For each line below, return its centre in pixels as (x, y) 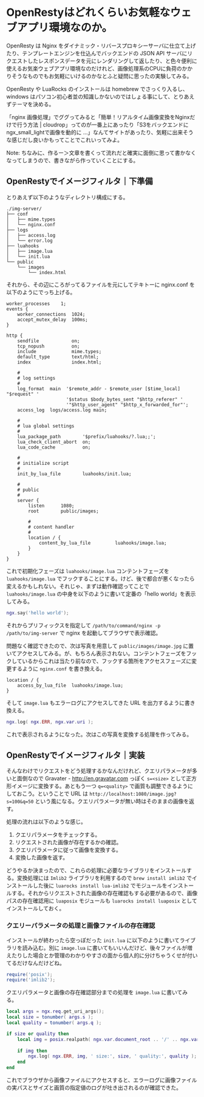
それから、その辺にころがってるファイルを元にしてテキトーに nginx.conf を (101, 284)
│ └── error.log (29, 241)
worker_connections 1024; (51, 314)
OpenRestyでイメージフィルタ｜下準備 (80, 181)
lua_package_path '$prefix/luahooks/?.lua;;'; (87, 436)
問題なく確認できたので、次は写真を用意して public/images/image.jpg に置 (100, 645)
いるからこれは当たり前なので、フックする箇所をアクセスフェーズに (107, 661)
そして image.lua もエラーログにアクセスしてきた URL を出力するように (96, 703)
